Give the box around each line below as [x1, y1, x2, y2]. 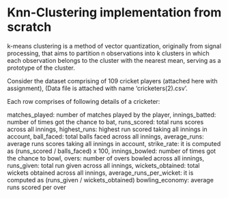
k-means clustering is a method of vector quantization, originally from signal [7, 42, 222, 50]
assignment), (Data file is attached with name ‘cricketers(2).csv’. [7, 84, 188, 92]
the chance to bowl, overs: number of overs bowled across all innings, [7, 154, 205, 162]
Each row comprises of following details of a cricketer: [7, 97, 160, 105]
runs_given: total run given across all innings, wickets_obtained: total [7, 161, 200, 169]
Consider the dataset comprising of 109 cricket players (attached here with [7, 76, 218, 85]
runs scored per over [7, 183, 66, 191]
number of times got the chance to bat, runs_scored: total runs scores [7, 117, 204, 126]
